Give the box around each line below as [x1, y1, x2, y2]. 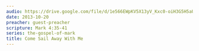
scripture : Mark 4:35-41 [6, 25, 68, 31]
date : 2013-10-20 [6, 14, 49, 20]
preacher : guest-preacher [6, 19, 70, 25]
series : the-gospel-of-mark [6, 30, 76, 36]
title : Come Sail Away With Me [6, 36, 84, 42]
